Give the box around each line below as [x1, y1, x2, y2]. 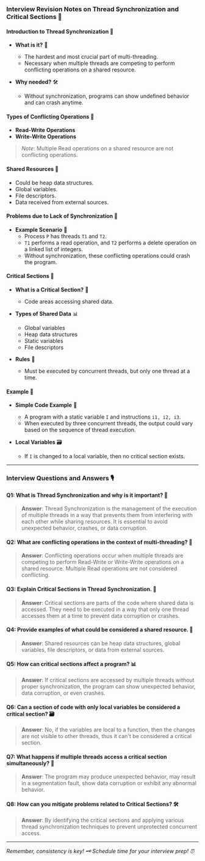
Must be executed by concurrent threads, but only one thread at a [24, 367, 190, 375]
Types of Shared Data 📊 [15, 310, 78, 317]
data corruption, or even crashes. [21, 689, 106, 697]
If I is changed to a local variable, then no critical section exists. [24, 453, 185, 460]
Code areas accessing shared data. [24, 298, 114, 305]
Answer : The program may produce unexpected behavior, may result [21, 773, 196, 780]
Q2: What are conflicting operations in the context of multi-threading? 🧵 [6, 538, 193, 546]
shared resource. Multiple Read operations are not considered [21, 565, 178, 573]
